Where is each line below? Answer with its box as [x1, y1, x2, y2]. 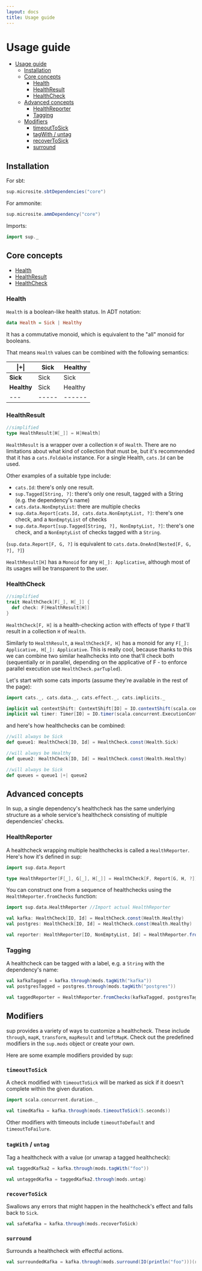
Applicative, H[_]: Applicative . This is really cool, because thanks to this [6, 646, 192, 653]
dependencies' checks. [6, 818, 64, 825]
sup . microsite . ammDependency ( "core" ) [6, 212, 101, 218]
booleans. [6, 337, 31, 344]
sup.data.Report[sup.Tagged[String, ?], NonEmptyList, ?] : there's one [14, 522, 194, 529]
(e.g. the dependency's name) [14, 496, 90, 503]
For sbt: [6, 177, 25, 184]
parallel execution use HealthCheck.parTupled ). [6, 664, 122, 672]
